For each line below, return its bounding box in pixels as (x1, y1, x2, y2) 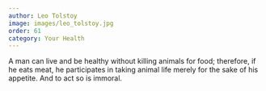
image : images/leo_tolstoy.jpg (8, 19, 114, 27)
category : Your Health (8, 34, 85, 43)
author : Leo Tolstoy (8, 11, 78, 20)
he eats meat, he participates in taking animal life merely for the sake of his (8, 65, 259, 75)
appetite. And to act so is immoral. (8, 73, 123, 83)
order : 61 (8, 27, 42, 35)
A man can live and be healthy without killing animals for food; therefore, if (8, 56, 256, 66)
